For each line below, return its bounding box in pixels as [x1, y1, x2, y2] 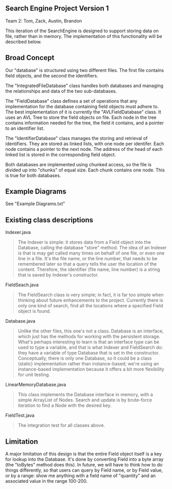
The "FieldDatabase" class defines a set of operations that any [5, 97, 138, 104]
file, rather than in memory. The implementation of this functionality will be [5, 33, 162, 39]
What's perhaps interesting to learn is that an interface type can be [17, 339, 160, 345]
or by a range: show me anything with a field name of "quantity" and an [5, 473, 156, 479]
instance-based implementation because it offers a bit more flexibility [17, 366, 165, 373]
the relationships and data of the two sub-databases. [5, 88, 117, 94]
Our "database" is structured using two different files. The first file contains [5, 67, 164, 73]
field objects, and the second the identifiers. [5, 72, 99, 79]
